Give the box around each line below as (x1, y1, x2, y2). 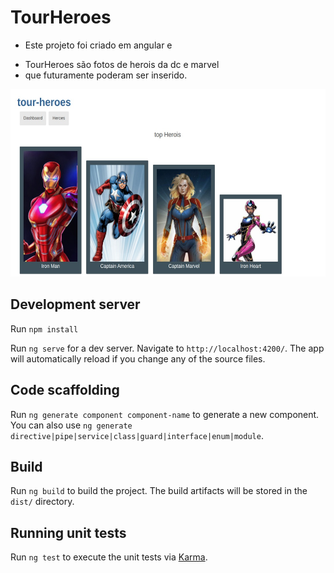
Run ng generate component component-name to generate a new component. (10, 408, 320, 420)
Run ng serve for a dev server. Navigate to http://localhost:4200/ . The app (10, 342, 325, 354)
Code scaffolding (10, 382, 120, 399)
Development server (10, 296, 141, 313)
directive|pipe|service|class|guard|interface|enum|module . (10, 429, 264, 441)
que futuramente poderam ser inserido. (24, 69, 188, 81)
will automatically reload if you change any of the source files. (10, 352, 266, 365)
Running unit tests (10, 524, 127, 541)
